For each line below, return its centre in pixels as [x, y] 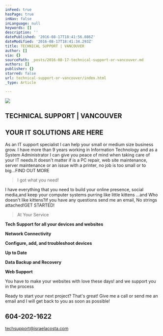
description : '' [22, 32]
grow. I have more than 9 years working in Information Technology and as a [81, 150]
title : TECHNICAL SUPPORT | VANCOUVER [45, 46]
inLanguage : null [23, 23]
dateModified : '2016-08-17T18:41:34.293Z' [49, 42]
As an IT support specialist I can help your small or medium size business [79, 144]
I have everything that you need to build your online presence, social [74, 189]
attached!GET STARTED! [30, 205]
